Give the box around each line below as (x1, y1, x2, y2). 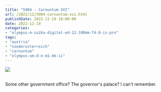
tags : (5, 35, 16, 40)
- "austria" (5, 40, 30, 45)
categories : (5, 26, 30, 31)
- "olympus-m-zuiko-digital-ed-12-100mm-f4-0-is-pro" (5, 30, 119, 35)
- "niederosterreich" (5, 44, 50, 49)
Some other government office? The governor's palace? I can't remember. (5, 81, 157, 87)
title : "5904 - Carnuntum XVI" (5, 7, 70, 12)
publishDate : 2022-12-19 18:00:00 (5, 16, 77, 21)
